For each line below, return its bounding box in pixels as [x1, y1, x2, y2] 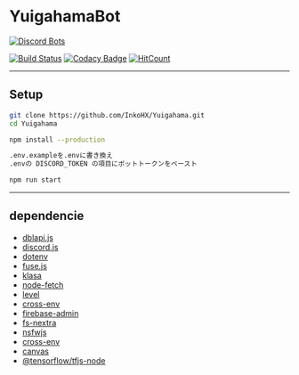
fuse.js [21, 260, 47, 271]
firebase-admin [21, 307, 79, 318]
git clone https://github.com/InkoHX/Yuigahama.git [9, 110, 205, 119]
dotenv [21, 251, 49, 262]
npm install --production [9, 135, 105, 144]
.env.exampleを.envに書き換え [9, 151, 113, 160]
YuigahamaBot [9, 6, 121, 27]
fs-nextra [21, 317, 57, 328]
